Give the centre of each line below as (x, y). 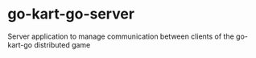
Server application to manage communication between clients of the (121, 36)
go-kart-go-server (71, 14)
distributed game (62, 44)
